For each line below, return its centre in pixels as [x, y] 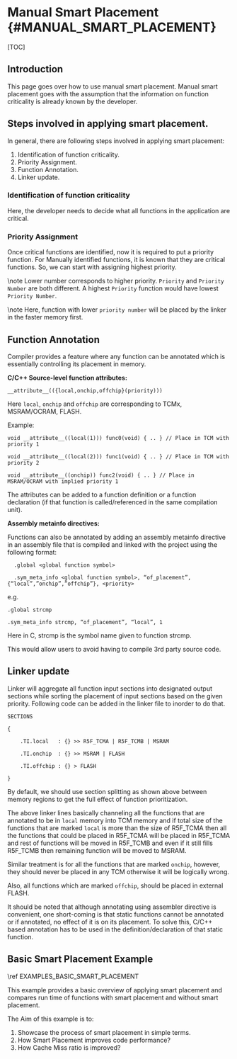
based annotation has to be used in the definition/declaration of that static [115, 929]
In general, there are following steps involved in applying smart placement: [116, 141]
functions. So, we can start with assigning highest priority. [92, 267]
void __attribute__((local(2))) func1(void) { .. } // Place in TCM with [118, 457]
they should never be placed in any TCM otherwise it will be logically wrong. [118, 871]
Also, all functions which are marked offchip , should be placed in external [115, 885]
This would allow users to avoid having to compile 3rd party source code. [114, 649]
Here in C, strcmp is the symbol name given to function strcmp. [100, 635]
